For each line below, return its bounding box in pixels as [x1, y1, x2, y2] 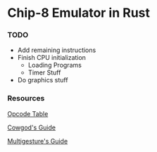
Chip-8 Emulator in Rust [7, 5, 150, 21]
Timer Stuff [27, 68, 61, 77]
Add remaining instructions [17, 46, 96, 54]
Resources [7, 94, 45, 103]
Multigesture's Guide [7, 137, 68, 145]
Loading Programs [27, 61, 82, 70]
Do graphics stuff [17, 76, 68, 84]
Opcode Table [7, 109, 49, 118]
